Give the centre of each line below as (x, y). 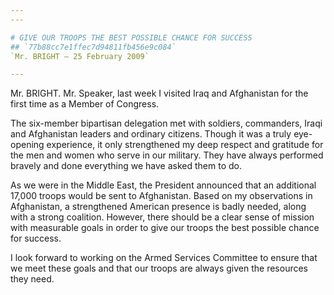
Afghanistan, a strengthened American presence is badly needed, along (158, 207)
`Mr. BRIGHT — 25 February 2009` (80, 56)
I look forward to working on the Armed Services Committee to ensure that (164, 258)
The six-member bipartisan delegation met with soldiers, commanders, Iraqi (166, 123)
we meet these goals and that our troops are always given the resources (159, 268)
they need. (32, 279)
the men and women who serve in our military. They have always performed (167, 155)
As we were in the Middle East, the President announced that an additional (163, 185)
